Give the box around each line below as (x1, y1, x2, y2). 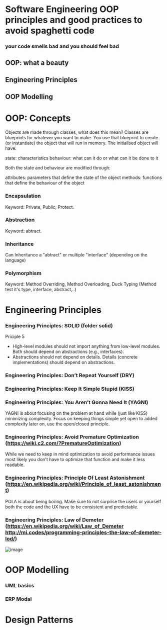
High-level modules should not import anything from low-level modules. (12, 343, 160, 349)
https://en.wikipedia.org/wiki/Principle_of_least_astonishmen (7, 481, 161, 488)
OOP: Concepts (5, 113, 71, 124)
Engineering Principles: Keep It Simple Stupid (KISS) (5, 385, 135, 392)
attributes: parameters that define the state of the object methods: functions (5, 174, 162, 181)
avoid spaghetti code (5, 25, 95, 36)
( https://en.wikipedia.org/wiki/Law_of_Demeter (5, 522, 124, 529)
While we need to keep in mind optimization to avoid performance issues (5, 451, 155, 457)
